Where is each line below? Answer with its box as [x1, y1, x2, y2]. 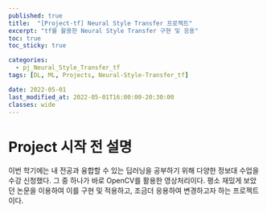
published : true [8, 11, 63, 20]
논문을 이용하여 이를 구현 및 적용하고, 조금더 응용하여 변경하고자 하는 [16, 186, 232, 195]
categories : [8, 56, 48, 64]
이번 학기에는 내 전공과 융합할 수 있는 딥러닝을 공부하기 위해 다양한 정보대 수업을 [8, 166, 260, 175]
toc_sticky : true [8, 42, 67, 50]
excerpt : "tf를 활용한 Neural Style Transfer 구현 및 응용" [8, 27, 199, 35]
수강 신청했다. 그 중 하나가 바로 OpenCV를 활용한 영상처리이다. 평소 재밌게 [8, 176, 242, 186]
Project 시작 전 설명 [8, 137, 133, 156]
